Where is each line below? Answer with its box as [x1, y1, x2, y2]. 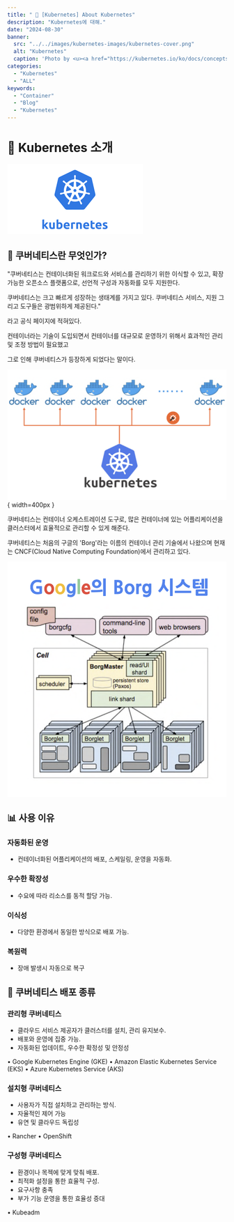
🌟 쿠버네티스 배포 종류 [7, 986, 96, 998]
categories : [7, 63, 42, 70]
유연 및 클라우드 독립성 [17, 1118, 79, 1126]
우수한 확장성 [7, 874, 49, 884]
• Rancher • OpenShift [7, 1132, 72, 1140]
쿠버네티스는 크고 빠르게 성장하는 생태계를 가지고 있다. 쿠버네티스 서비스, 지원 [7, 293, 217, 301]
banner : [7, 33, 30, 40]
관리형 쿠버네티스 [7, 1009, 62, 1018]
